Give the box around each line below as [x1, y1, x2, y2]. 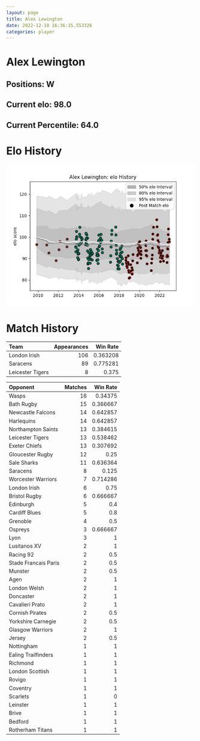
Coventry [8, 685, 32, 692]
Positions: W [6, 79, 55, 89]
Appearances [53, 343, 89, 350]
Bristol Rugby [8, 492, 42, 500]
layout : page [6, 10, 39, 16]
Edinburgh [8, 501, 35, 508]
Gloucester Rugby [8, 450, 53, 458]
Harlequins [8, 417, 36, 425]
